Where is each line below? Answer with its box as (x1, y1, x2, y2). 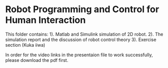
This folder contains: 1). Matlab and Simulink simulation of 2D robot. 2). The (5, 31, 163, 37)
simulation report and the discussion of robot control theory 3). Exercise (5, 37, 157, 43)
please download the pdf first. (5, 57, 69, 63)
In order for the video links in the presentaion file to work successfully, (5, 52, 153, 58)
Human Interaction (5, 14, 86, 26)
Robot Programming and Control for (5, 4, 159, 15)
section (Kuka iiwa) (5, 42, 46, 48)
